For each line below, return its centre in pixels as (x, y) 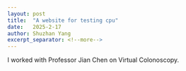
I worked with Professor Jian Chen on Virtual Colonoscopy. (93, 60)
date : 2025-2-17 (34, 27)
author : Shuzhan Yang (39, 33)
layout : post (27, 14)
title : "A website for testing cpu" (63, 20)
